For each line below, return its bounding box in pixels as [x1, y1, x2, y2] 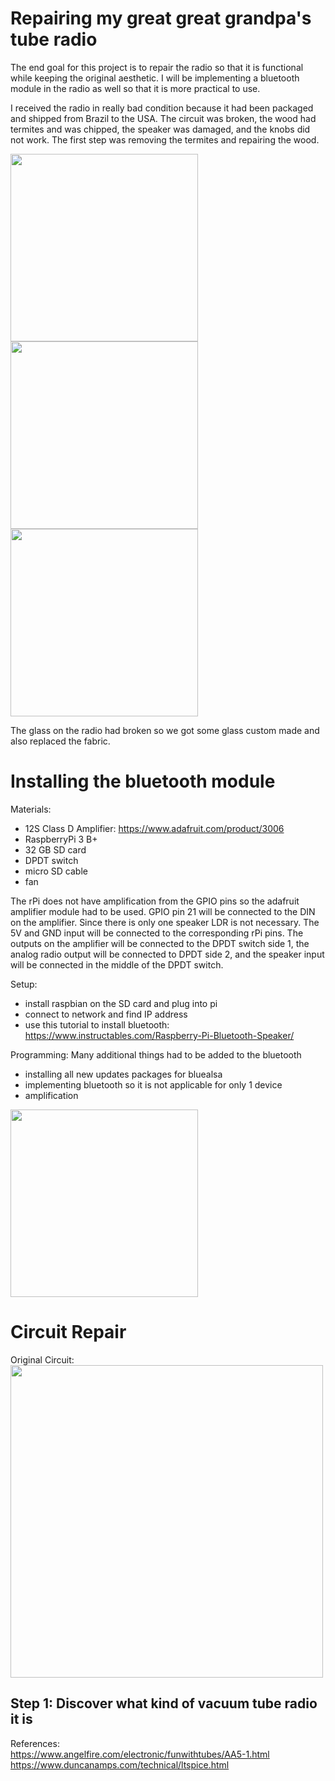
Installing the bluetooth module [10, 770, 276, 793]
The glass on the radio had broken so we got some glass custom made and [10, 724, 320, 736]
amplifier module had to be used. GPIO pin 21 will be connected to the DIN [10, 905, 316, 917]
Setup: [10, 978, 38, 990]
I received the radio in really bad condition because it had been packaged [10, 102, 314, 114]
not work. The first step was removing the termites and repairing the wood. [10, 133, 320, 146]
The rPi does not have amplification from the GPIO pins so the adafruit [10, 895, 300, 907]
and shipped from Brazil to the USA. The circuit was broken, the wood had [10, 112, 317, 124]
